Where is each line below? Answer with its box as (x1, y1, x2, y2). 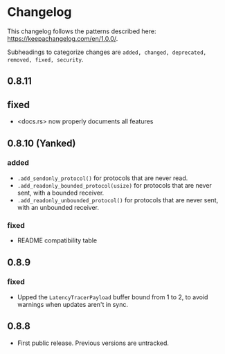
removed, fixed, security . (7, 55, 84, 63)
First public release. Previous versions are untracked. (17, 339, 170, 347)
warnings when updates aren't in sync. (17, 300, 128, 308)
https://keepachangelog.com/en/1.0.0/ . (7, 34, 118, 42)
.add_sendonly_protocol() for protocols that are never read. (17, 174, 188, 182)
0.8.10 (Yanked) (7, 137, 76, 149)
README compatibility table (17, 236, 98, 245)
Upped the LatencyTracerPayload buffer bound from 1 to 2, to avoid (17, 292, 208, 301)
